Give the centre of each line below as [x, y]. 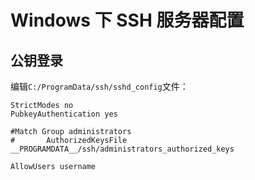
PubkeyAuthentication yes [64, 114]
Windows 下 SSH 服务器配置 [127, 20]
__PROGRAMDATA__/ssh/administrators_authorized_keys [122, 149]
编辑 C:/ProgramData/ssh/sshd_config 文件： [99, 86]
